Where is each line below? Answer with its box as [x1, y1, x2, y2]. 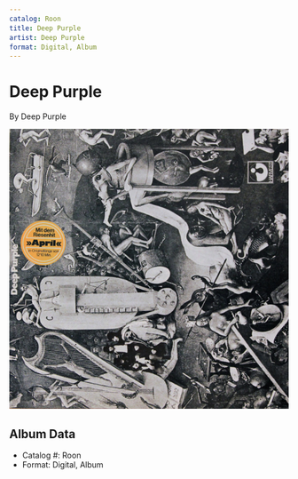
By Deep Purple [9, 111, 67, 122]
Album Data [9, 427, 76, 442]
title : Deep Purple [9, 23, 82, 33]
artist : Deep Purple [9, 33, 86, 42]
